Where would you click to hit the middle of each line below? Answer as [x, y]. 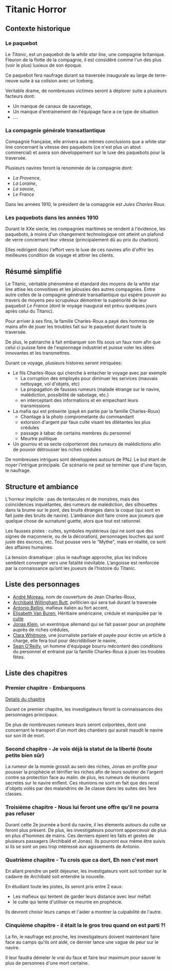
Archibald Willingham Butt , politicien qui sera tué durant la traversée [85, 602]
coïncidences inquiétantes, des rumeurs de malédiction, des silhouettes [81, 505]
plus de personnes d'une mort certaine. [47, 963]
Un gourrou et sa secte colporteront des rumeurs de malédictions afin [87, 444]
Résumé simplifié [34, 271]
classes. [14, 793]
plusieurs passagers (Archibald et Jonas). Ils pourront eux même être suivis [85, 841]
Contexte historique [38, 29]
